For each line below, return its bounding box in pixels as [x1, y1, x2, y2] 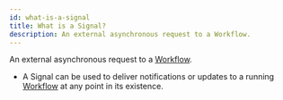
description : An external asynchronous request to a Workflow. [9, 29, 252, 38]
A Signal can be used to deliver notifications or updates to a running [22, 71, 275, 82]
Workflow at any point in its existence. [22, 81, 164, 92]
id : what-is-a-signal [9, 12, 91, 22]
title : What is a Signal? [9, 21, 106, 30]
